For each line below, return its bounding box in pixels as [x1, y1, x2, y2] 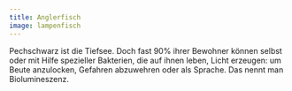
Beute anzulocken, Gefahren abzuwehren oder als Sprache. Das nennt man [9, 64, 284, 75]
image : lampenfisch [9, 21, 81, 30]
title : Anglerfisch [9, 12, 81, 22]
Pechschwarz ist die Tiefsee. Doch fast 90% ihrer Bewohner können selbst [9, 45, 283, 56]
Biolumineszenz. [9, 73, 69, 84]
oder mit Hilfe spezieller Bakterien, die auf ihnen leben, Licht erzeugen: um [9, 55, 281, 65]
